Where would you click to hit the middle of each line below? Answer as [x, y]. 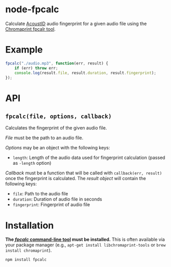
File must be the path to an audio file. [44, 138]
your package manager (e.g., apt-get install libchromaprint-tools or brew [86, 245]
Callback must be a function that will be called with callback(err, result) [84, 173]
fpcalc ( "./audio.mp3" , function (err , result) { [57, 63]
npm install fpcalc [26, 260]
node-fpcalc [32, 9]
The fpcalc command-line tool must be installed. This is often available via [85, 239]
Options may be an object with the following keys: [58, 148]
